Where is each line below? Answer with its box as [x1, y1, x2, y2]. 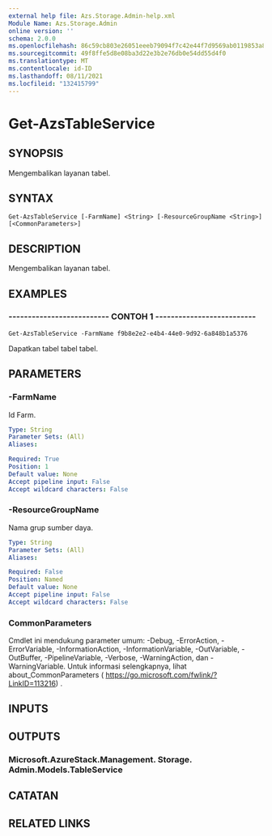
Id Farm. [8, 410, 36, 419]
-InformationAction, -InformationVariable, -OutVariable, [56, 644, 240, 654]
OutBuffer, [8, 653, 43, 663]
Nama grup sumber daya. [8, 523, 93, 533]
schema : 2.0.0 [8, 34, 57, 43]
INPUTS [8, 702, 49, 716]
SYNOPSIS [8, 146, 64, 160]
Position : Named [8, 575, 63, 584]
